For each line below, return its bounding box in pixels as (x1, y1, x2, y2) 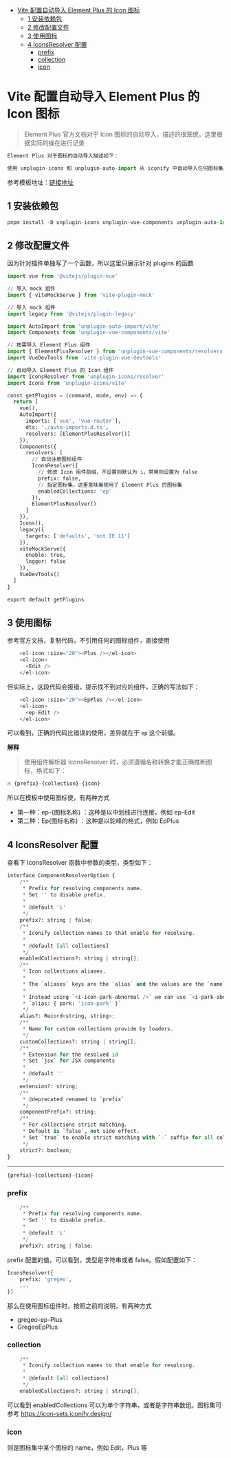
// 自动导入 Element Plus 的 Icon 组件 (7, 366, 114, 373)
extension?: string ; (19, 1083, 78, 1090)
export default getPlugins (7, 596, 85, 603)
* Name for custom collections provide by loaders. (22, 1026, 174, 1032)
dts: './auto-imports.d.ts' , (25, 423, 109, 431)
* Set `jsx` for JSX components (22, 1057, 115, 1064)
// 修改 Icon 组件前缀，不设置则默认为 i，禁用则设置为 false (37, 469, 198, 476)
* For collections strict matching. (22, 1121, 128, 1129)
